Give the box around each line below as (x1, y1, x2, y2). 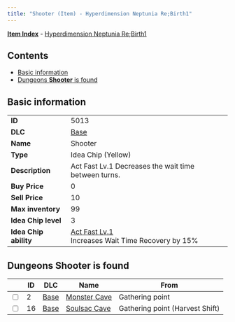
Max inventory (10, 204, 61, 214)
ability (10, 236, 33, 246)
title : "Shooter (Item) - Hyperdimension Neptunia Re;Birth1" (7, 10, 192, 17)
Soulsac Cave (65, 304, 111, 314)
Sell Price (10, 193, 43, 203)
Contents (7, 50, 49, 62)
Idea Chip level (10, 216, 62, 225)
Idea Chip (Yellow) (71, 150, 131, 160)
